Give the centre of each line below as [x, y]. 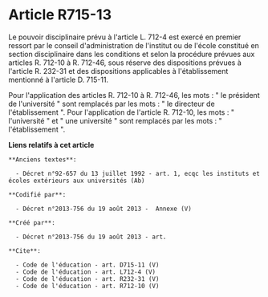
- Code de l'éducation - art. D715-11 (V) [87, 265]
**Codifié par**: [37, 194]
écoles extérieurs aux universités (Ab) [77, 181]
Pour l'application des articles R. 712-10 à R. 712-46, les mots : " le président [134, 95]
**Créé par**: [32, 222]
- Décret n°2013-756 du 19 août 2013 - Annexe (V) [104, 209]
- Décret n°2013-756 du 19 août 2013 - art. [91, 237]
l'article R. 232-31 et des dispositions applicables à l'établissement [118, 71]
